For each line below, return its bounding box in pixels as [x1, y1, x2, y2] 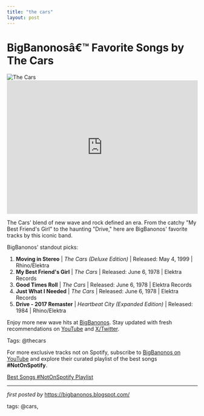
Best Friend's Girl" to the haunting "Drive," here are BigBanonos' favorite [7, 225, 188, 233]
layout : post [7, 15, 40, 21]
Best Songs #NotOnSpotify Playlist [7, 373, 93, 381]
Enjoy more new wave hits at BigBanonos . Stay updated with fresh [7, 319, 173, 326]
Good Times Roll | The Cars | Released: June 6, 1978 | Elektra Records [15, 281, 192, 288]
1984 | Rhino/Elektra [15, 307, 67, 315]
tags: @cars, [7, 403, 39, 410]
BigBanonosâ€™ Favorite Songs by [7, 41, 185, 55]
